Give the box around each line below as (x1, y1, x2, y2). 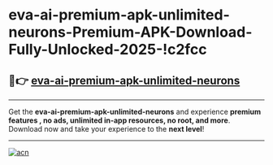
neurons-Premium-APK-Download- (8, 23, 253, 41)
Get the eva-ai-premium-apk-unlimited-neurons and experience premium (8, 107, 262, 116)
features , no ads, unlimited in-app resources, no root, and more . (8, 115, 231, 125)
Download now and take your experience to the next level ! (8, 124, 205, 133)
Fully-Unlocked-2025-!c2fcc (8, 41, 207, 59)
